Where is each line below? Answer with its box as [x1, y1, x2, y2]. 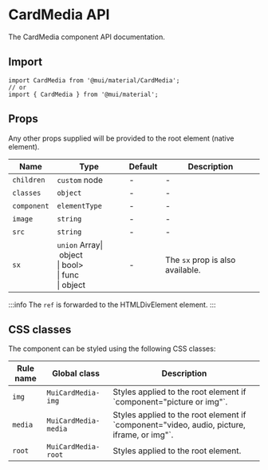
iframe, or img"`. [112, 429, 174, 440]
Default [128, 161, 158, 172]
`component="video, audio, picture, [112, 420, 246, 431]
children [12, 175, 45, 185]
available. [164, 264, 201, 275]
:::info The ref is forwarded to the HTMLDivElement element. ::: [8, 300, 216, 309]
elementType [57, 201, 102, 210]
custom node [57, 174, 104, 185]
